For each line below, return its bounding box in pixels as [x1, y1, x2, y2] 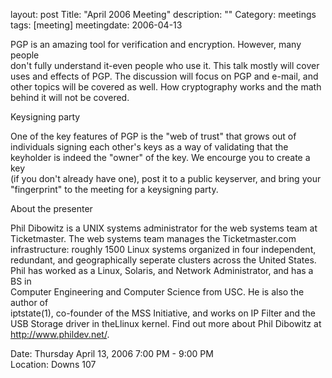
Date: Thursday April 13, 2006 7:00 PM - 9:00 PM [10, 348, 214, 359]
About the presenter [10, 203, 93, 214]
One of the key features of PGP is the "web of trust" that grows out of [10, 130, 297, 142]
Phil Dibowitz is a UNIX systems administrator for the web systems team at [10, 222, 318, 234]
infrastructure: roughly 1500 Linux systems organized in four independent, [10, 244, 317, 255]
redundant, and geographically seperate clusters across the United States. [10, 254, 317, 266]
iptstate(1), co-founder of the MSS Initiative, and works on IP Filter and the [10, 307, 316, 319]
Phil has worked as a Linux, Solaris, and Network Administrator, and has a [10, 265, 314, 276]
